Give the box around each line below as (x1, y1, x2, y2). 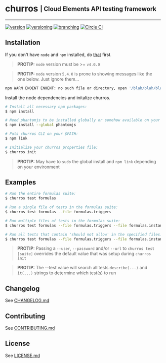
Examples (5, 178, 36, 186)
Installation (5, 38, 41, 47)
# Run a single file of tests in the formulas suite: (5, 205, 119, 210)
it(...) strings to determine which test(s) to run (17, 270, 116, 276)
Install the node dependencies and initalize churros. (5, 95, 111, 101)
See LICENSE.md (5, 353, 41, 359)
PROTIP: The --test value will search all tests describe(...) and (17, 265, 148, 271)
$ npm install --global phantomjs (5, 122, 77, 127)
